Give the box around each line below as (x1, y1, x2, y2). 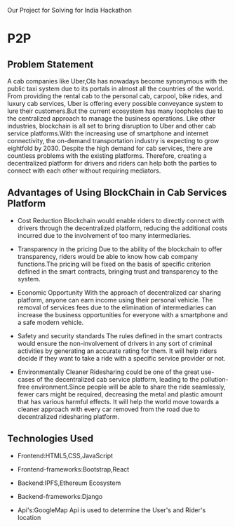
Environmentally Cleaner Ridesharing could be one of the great (17, 368, 200, 376)
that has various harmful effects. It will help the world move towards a (17, 397, 220, 406)
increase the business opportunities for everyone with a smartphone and (17, 310, 228, 319)
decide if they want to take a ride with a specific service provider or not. (17, 354, 226, 362)
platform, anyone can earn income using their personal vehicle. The (17, 295, 213, 304)
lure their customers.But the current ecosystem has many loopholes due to (7, 107, 224, 115)
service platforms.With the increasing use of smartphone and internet (7, 129, 209, 138)
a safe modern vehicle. (17, 318, 84, 326)
